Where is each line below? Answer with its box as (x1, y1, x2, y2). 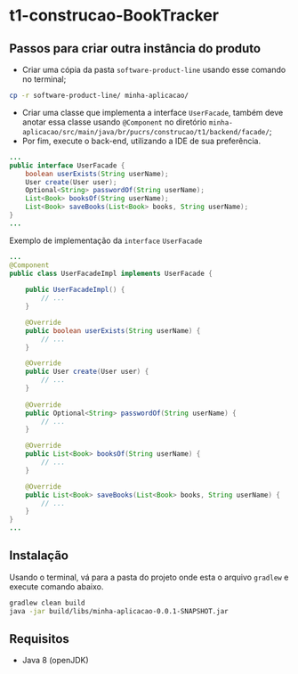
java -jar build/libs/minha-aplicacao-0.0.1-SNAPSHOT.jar (9, 606, 229, 615)
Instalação (9, 548, 69, 564)
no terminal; (21, 74, 67, 85)
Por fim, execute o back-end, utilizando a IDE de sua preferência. (21, 135, 262, 146)
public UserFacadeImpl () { (25, 286, 125, 295)
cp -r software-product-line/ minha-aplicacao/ (9, 91, 189, 100)
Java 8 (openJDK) (21, 655, 89, 666)
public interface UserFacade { (9, 161, 125, 170)
